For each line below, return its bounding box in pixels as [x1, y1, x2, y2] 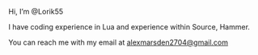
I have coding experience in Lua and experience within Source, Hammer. [8, 22, 251, 31]
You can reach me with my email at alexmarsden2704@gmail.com [8, 37, 229, 47]
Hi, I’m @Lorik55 [8, 7, 64, 16]
